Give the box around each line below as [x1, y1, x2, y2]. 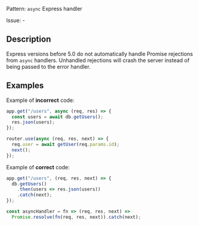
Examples [6, 81, 44, 91]
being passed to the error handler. [6, 63, 91, 70]
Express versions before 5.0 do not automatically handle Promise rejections [6, 50, 194, 57]
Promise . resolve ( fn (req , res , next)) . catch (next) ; [11, 214, 141, 220]
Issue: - [6, 17, 25, 24]
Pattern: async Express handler [6, 5, 82, 12]
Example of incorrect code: [6, 96, 75, 104]
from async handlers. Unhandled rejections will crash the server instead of [6, 57, 190, 64]
